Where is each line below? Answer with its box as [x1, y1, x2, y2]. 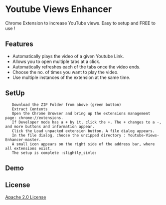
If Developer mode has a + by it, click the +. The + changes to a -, [11, 119, 162, 124]
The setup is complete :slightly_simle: [11, 150, 97, 155]
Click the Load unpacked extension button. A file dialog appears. [11, 128, 155, 133]
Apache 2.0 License [5, 194, 46, 200]
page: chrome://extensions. [5, 115, 64, 120]
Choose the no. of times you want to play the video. [12, 69, 119, 75]
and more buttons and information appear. [5, 124, 95, 129]
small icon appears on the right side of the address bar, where [16, 141, 155, 146]
